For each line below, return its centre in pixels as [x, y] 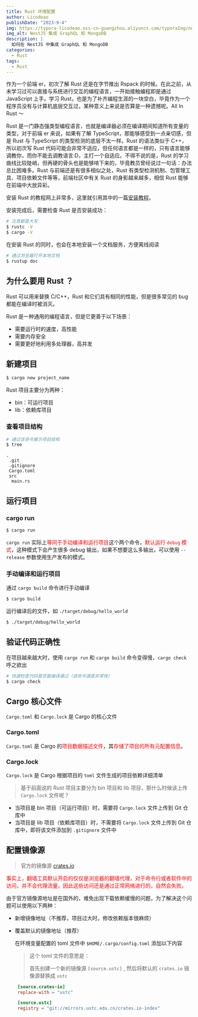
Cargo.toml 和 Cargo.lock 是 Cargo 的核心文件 [62, 717]
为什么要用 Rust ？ [40, 281]
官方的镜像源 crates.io [47, 865]
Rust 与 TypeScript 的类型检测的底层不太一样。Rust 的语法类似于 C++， [100, 141]
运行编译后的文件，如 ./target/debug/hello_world [67, 611]
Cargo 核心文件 [34, 701]
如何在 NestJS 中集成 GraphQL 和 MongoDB [60, 45]
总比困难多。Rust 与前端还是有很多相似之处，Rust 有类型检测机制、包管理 [96, 170]
